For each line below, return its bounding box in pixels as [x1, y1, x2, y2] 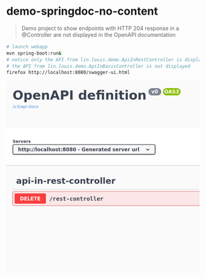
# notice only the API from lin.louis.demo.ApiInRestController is [6, 56, 183, 62]
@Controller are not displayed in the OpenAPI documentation [21, 31, 176, 38]
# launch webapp [6, 43, 48, 50]
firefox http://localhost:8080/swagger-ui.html [6, 69, 131, 76]
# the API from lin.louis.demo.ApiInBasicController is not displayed [6, 63, 191, 69]
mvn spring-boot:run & [6, 50, 62, 56]
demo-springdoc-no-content [6, 4, 158, 18]
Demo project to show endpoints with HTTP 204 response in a [21, 24, 180, 32]
